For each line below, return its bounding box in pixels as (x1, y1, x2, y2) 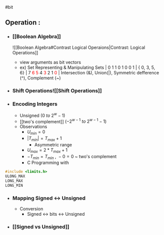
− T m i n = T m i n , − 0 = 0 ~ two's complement (27, 153, 117, 161)
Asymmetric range (34, 141, 73, 147)
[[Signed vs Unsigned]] (12, 224, 70, 231)
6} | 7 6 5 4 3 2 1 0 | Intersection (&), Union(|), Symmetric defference (19, 69, 160, 75)
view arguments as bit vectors (19, 59, 82, 65)
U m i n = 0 (27, 129, 45, 136)
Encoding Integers (12, 101, 58, 107)
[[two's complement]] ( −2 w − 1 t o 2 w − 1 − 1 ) (19, 118, 107, 125)
